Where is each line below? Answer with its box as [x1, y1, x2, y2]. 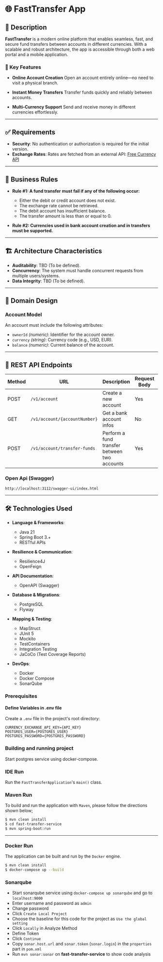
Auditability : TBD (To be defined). [12, 262, 81, 268]
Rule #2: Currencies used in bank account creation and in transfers [12, 222, 150, 228]
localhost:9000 [12, 896, 43, 901]
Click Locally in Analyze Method [12, 925, 78, 931]
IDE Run [5, 768, 24, 775]
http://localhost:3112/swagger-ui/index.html [5, 486, 98, 491]
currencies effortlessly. [12, 109, 59, 115]
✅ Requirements [5, 128, 56, 136]
